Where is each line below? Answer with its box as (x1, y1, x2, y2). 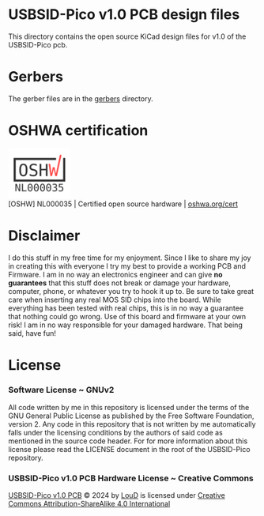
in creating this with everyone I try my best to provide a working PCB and (8, 262, 247, 271)
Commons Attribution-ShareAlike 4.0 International (8, 499, 171, 508)
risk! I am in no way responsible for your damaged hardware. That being (8, 320, 243, 330)
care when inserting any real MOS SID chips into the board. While (8, 295, 221, 305)
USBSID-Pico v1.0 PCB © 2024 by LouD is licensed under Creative (8, 490, 225, 499)
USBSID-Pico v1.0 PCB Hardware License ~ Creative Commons (8, 473, 255, 484)
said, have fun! (8, 329, 57, 338)
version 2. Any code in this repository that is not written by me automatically (8, 419, 256, 428)
